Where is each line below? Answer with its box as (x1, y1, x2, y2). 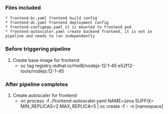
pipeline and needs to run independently (5, 34, 95, 39)
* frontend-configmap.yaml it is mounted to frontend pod (5, 25, 132, 30)
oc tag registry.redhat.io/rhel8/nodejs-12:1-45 (20, 62, 117, 69)
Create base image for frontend (12, 57, 79, 63)
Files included (5, 4, 41, 11)
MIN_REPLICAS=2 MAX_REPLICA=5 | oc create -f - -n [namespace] (20, 103, 163, 109)
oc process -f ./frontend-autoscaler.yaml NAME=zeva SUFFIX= (20, 98, 154, 104)
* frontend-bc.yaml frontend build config (5, 16, 97, 21)
